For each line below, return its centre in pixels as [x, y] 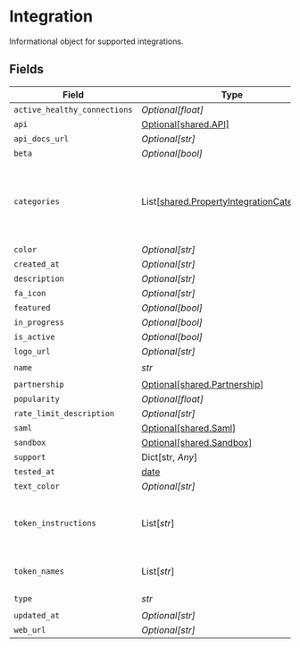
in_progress [39, 322]
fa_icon [30, 293]
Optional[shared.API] [185, 124]
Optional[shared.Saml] [189, 428]
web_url [30, 630]
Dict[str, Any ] [170, 456]
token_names [39, 571]
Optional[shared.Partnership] [203, 384]
